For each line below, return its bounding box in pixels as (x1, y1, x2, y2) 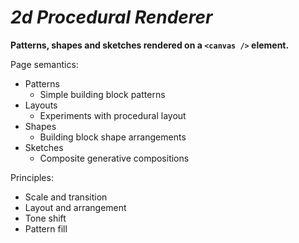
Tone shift (24, 212, 67, 224)
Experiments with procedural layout (39, 109, 187, 121)
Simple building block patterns (39, 88, 166, 100)
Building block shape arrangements (39, 131, 187, 143)
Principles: (10, 171, 54, 183)
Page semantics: (10, 58, 79, 70)
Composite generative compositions (39, 152, 190, 164)
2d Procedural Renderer (10, 6, 213, 29)
